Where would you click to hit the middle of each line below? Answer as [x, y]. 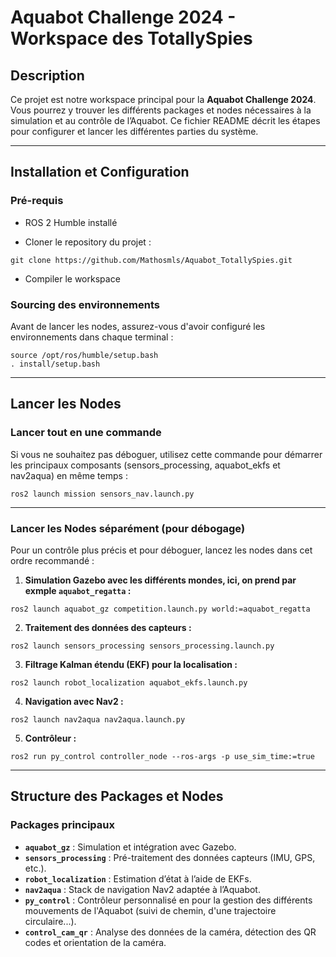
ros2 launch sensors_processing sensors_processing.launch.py [142, 646]
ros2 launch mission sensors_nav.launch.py [102, 494]
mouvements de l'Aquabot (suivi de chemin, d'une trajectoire [150, 910]
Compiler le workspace [72, 278]
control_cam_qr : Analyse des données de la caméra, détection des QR [170, 932]
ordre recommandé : [52, 560]
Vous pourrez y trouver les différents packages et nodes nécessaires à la [161, 110]
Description [47, 75]
